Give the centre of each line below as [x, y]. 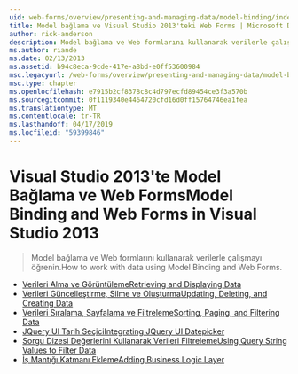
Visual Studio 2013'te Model [115, 177]
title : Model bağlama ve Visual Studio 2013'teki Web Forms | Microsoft [146, 26]
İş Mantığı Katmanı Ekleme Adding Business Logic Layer [123, 359]
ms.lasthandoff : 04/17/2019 [61, 125]
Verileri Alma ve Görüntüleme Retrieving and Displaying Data [132, 284]
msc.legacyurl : [37, 75]
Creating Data [47, 303]
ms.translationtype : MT [53, 108]
